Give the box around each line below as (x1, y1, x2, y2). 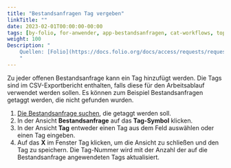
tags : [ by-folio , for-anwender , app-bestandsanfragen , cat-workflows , (7, 29, 214, 36)
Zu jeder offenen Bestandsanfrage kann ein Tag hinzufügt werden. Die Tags (7, 74, 222, 82)
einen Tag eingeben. (16, 131, 76, 139)
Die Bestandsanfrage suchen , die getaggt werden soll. (16, 109, 172, 117)
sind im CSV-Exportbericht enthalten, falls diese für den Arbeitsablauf (7, 81, 205, 90)
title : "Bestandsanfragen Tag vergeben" (7, 10, 125, 17)
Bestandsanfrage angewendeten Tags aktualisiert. (16, 153, 160, 161)
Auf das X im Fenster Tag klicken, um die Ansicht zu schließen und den (16, 138, 219, 147)
